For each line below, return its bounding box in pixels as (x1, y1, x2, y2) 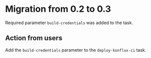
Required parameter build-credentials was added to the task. (5, 20, 134, 26)
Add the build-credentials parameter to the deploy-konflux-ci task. (5, 47, 147, 53)
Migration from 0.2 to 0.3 (5, 3, 111, 15)
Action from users (5, 34, 62, 42)
